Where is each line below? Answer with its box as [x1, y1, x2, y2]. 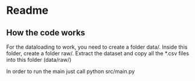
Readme [6, 4, 49, 17]
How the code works [6, 28, 86, 38]
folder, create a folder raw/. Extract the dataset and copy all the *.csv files [6, 50, 189, 57]
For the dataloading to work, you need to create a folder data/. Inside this [6, 43, 188, 50]
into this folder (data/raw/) [6, 56, 72, 63]
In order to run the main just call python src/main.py [6, 68, 135, 75]
